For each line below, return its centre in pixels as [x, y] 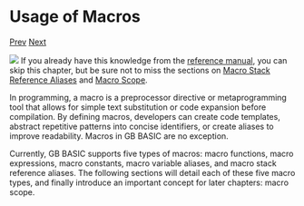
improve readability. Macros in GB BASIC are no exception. [119, 136]
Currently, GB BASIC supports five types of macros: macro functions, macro [152, 153]
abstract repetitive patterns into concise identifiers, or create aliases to [142, 126]
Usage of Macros [75, 17]
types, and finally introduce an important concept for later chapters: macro [149, 182]
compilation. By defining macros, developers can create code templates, [145, 116]
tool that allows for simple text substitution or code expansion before [138, 107]
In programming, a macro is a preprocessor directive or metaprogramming [148, 97]
